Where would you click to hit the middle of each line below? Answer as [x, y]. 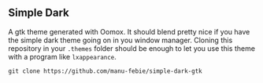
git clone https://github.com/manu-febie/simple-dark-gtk [105, 71]
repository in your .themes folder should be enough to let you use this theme [132, 48]
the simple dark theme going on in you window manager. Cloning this [120, 40]
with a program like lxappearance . [62, 56]
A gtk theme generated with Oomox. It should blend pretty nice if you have [129, 31]
